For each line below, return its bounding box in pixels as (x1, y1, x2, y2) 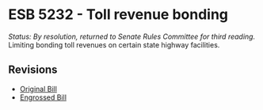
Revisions (8, 63, 58, 77)
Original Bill (19, 84, 58, 93)
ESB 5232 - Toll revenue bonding (8, 6, 228, 24)
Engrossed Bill (19, 93, 67, 102)
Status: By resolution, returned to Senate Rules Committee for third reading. (8, 32, 256, 41)
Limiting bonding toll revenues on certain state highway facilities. (8, 40, 220, 49)
